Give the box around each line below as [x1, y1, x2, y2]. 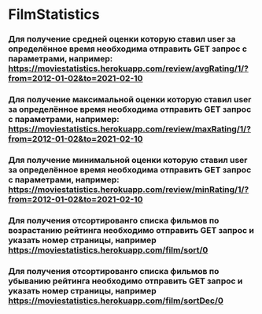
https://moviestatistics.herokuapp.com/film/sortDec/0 [8, 295, 224, 306]
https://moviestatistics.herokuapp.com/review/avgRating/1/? [8, 63, 249, 74]
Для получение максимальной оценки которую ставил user [8, 94, 252, 105]
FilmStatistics [8, 6, 100, 24]
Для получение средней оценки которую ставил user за [8, 34, 236, 45]
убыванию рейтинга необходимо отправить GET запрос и [8, 275, 243, 286]
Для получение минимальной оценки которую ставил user [8, 154, 248, 165]
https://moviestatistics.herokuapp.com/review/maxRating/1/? [8, 124, 252, 135]
